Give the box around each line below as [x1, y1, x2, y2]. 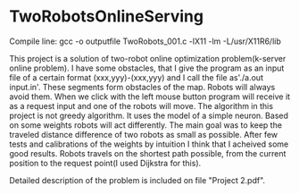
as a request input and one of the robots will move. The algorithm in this [9, 100, 274, 111]
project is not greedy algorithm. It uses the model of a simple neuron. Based [9, 110, 288, 121]
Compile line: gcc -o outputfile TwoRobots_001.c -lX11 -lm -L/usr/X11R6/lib [9, 36, 281, 46]
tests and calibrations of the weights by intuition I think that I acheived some [9, 139, 289, 149]
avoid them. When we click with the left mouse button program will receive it [9, 91, 291, 102]
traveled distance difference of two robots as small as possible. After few [9, 129, 278, 139]
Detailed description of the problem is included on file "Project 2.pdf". [9, 174, 266, 185]
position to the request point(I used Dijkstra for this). [9, 157, 202, 168]
